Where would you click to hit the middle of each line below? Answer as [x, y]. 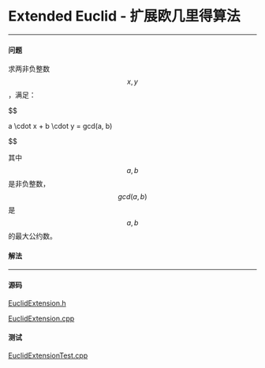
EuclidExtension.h [37, 303]
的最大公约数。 [32, 236]
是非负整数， [29, 184]
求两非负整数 [29, 69]
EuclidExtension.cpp [41, 318]
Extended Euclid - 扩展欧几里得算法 [124, 16]
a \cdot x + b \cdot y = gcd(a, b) [60, 126]
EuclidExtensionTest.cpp [48, 355]
